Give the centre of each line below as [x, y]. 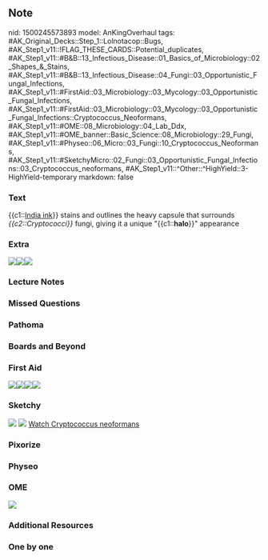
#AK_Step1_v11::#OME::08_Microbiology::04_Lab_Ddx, [97, 126]
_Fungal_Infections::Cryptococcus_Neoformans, [88, 117]
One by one [31, 546]
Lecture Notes [36, 282]
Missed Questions [44, 303]
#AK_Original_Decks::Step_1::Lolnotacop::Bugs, [86, 41]
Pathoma [26, 325]
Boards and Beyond [47, 346]
